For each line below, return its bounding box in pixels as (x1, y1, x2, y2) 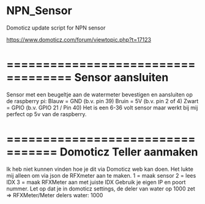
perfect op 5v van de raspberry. (6, 110, 87, 117)
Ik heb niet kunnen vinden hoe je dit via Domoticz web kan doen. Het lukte (6, 165, 194, 173)
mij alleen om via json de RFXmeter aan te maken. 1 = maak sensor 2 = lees (6, 171, 196, 179)
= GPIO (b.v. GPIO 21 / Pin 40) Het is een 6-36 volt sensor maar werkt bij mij (6, 104, 198, 111)
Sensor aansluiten (74, 71, 169, 85)
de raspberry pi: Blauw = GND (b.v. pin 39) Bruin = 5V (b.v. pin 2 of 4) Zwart (6, 97, 199, 104)
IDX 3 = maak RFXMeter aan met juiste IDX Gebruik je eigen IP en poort (6, 178, 186, 186)
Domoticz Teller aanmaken (59, 145, 198, 159)
